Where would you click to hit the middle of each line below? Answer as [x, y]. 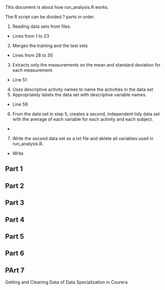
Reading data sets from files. [42, 26]
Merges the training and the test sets [50, 46]
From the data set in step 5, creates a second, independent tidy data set [86, 114]
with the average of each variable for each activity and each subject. [82, 119]
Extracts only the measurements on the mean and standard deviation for [86, 65]
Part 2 [15, 186]
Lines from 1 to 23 [31, 36]
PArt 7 [15, 270]
